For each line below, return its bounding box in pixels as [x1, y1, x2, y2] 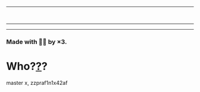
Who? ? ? [6, 60, 48, 73]
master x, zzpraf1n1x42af [6, 79, 68, 86]
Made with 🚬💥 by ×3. [6, 37, 67, 46]
